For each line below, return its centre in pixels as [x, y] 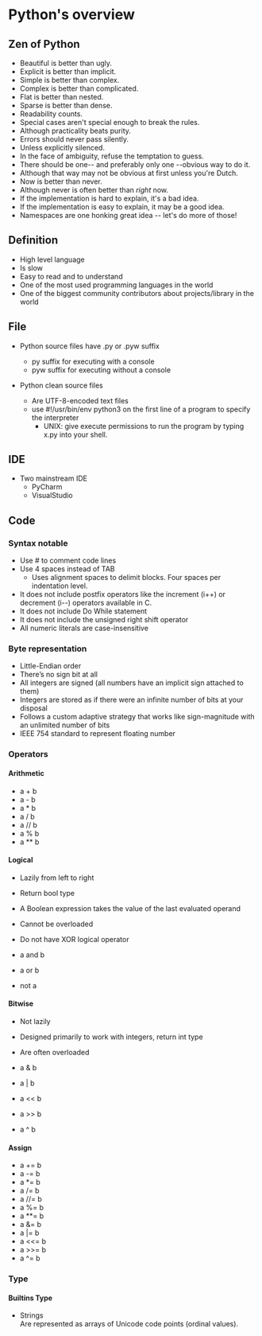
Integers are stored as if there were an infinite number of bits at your [131, 700]
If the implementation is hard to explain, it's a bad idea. [109, 198]
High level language [52, 259]
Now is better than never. [61, 181]
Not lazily [35, 1021]
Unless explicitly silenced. [62, 148]
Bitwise [21, 1003]
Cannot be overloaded [56, 924]
